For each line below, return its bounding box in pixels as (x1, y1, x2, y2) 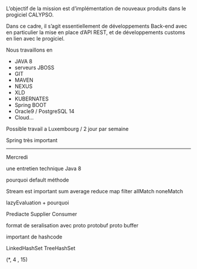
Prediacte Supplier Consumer (6, 211, 77, 217)
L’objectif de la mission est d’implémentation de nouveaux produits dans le (6, 5, 186, 12)
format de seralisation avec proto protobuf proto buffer (6, 222, 139, 228)
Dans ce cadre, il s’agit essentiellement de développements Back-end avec (6, 23, 188, 29)
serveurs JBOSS (14, 64, 55, 71)
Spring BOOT (14, 102, 47, 108)
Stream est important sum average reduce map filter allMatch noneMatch (6, 188, 184, 194)
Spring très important (6, 137, 57, 143)
